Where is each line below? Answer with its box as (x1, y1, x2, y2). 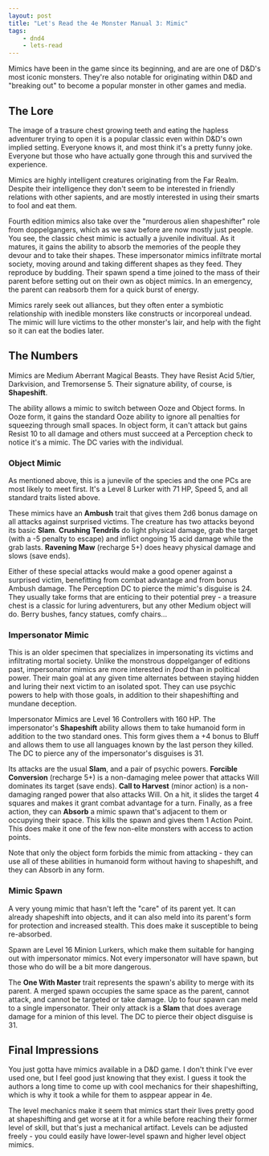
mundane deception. (8, 699, 77, 708)
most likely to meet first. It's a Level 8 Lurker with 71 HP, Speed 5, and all (8, 484, 249, 494)
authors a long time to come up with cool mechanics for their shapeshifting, (8, 1082, 259, 1092)
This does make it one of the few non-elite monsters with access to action (8, 824, 254, 834)
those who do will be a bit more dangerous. (8, 961, 152, 971)
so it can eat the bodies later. (8, 326, 104, 335)
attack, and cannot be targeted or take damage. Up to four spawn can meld (8, 994, 259, 1004)
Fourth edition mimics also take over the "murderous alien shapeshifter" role (8, 216, 261, 226)
